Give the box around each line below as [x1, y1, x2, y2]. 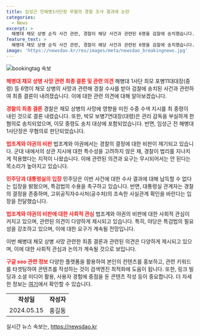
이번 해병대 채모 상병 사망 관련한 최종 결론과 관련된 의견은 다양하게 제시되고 [6, 238, 181, 245]
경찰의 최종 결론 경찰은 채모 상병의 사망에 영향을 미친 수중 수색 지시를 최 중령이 [6, 105, 189, 112]
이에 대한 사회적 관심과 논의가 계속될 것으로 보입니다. [14, 245, 137, 252]
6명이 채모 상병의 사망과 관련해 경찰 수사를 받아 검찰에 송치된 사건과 [20, 85, 179, 92]
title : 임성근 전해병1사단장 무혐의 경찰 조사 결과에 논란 [6, 8, 130, 15]
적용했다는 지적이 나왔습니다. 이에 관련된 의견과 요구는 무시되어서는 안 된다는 [12, 155, 191, 162]
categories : [6, 14, 36, 20]
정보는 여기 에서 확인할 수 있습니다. [12, 280, 93, 287]
